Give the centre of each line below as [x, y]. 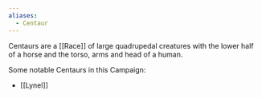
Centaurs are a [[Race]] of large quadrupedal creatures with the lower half [131, 45]
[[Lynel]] [34, 85]
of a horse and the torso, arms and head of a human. [96, 54]
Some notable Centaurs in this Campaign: [77, 69]
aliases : [23, 16]
